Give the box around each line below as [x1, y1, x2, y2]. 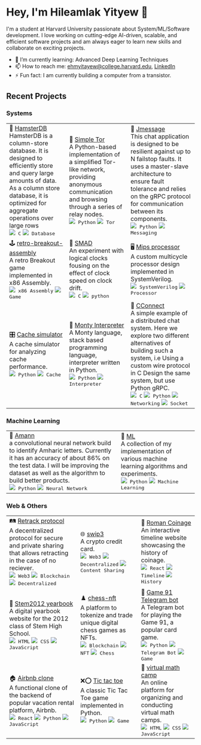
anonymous [69, 180, 103, 188]
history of [141, 548, 168, 556]
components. [130, 215, 167, 223]
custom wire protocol [130, 361, 190, 370]
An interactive [141, 526, 181, 534]
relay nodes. [69, 210, 104, 218]
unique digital [80, 619, 118, 627]
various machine [120, 455, 167, 463]
